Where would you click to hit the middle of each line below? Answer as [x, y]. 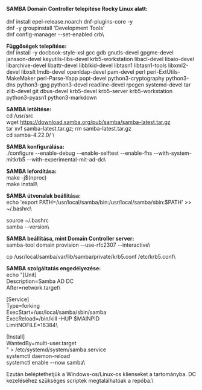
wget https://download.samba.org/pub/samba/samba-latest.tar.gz [88, 122]
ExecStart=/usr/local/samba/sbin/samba [56, 312]
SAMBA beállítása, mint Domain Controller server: [70, 239]
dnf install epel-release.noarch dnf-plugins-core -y [70, 21]
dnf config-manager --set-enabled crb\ [55, 34]
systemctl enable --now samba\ [46, 362]
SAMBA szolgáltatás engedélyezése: [54, 268]
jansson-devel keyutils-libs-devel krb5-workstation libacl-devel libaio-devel [100, 59]
